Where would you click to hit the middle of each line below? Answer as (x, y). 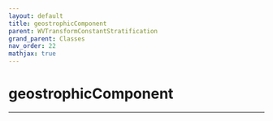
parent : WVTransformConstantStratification (83, 31)
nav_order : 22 (32, 46)
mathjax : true (32, 54)
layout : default (36, 16)
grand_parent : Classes (47, 39)
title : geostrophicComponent (58, 24)
